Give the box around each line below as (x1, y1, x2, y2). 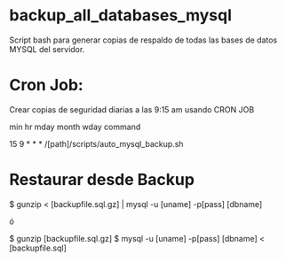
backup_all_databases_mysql (9, 5, 233, 26)
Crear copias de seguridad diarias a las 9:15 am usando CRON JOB (9, 104, 255, 115)
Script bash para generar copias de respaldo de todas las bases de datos (9, 35, 278, 45)
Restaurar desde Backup (9, 170, 195, 190)
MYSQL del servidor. (9, 43, 85, 54)
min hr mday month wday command (9, 121, 141, 132)
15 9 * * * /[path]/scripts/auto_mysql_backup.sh (9, 138, 184, 149)
